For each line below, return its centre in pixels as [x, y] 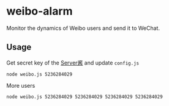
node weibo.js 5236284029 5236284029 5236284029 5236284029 [85, 97]
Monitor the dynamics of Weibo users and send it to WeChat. [83, 28]
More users [21, 85]
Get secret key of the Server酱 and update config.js [73, 63]
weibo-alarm [39, 11]
